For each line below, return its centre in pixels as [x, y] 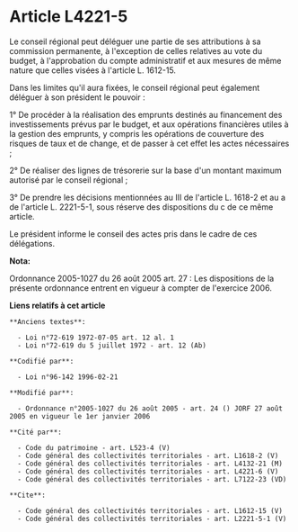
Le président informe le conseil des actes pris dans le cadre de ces [133, 234]
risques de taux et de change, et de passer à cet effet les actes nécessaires [149, 143]
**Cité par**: [36, 432]
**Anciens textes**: [48, 321]
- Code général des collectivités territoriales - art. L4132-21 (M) [150, 464]
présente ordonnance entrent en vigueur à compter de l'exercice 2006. [140, 288]
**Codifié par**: [42, 361]
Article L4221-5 [69, 17]
